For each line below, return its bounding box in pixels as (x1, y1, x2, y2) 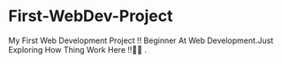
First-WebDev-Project (8, 6, 173, 26)
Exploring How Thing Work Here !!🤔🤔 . (8, 44, 148, 54)
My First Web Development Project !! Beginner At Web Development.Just (8, 35, 274, 46)
